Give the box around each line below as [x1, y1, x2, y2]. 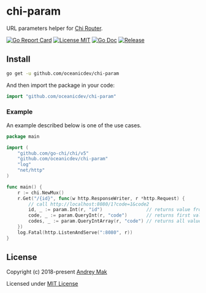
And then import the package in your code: [6, 81, 115, 89]
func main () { [6, 184, 43, 190]
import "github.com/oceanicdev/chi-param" [6, 93, 116, 99]
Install [6, 54, 31, 65]
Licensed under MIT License [6, 280, 78, 287]
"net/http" [17, 167, 45, 174]
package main [6, 133, 40, 139]
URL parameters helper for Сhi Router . [6, 24, 103, 32]
